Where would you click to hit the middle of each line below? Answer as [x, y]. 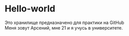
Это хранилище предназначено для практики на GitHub [64, 22]
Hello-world [30, 9]
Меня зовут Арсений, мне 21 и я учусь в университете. [64, 27]
